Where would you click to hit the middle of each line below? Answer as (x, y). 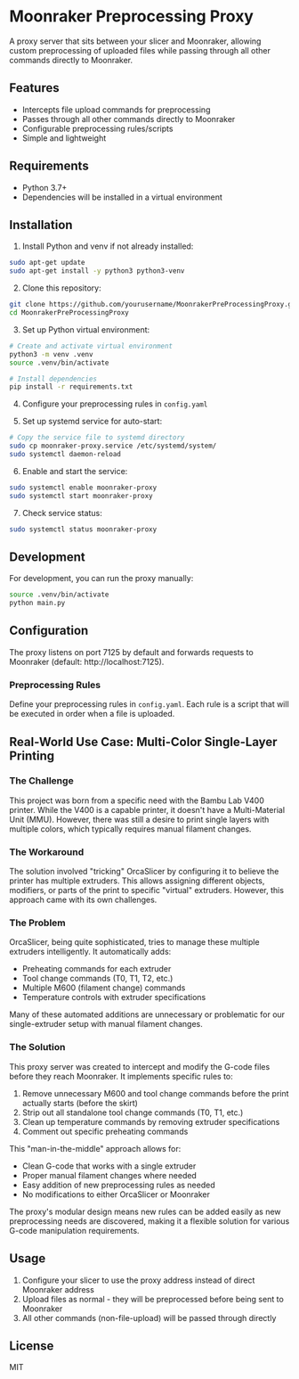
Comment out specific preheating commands (105, 1131)
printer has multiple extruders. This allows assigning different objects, (137, 881)
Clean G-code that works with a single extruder (109, 1166)
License (32, 1346)
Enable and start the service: (75, 471)
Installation (41, 225)
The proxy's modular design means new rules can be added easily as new (145, 1211)
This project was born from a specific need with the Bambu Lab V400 (137, 800)
